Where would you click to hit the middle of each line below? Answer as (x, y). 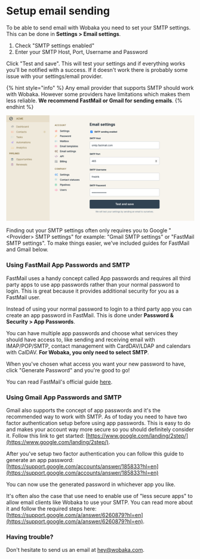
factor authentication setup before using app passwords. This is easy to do (99, 423)
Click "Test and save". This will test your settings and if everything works (96, 63)
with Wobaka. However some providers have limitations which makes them (98, 94)
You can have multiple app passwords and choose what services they (92, 333)
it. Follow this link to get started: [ (47, 436)
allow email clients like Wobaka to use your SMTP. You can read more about (99, 502)
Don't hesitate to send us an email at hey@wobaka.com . (75, 550)
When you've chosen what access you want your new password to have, (96, 364)
